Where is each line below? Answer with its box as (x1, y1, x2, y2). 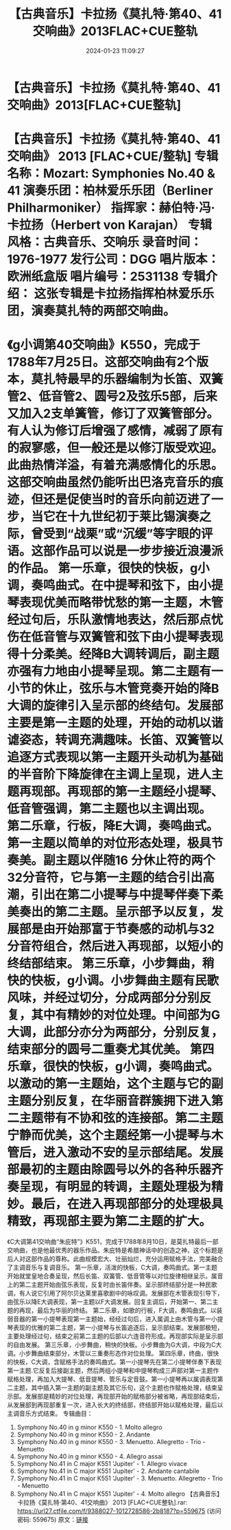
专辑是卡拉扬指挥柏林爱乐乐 (58, 286, 215, 302)
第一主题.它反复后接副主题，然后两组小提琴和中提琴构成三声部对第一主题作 (7, 1366, 219, 1375)
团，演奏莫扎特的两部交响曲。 (7, 303, 176, 319)
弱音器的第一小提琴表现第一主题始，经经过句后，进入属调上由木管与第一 (7, 1315, 211, 1323)
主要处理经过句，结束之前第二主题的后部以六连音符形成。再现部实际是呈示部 (7, 1332, 223, 1340)
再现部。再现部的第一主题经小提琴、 (19, 784, 224, 799)
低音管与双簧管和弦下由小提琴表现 (31, 630, 224, 645)
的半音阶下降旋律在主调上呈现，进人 (7, 767, 212, 782)
